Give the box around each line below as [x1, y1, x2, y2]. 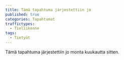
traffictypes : [5, 21, 35, 26]
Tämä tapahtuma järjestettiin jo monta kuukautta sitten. [5, 48, 119, 55]
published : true [5, 12, 39, 17]
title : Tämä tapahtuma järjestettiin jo [5, 7, 92, 12]
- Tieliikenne [10, 26, 39, 31]
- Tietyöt [10, 35, 30, 40]
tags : [5, 30, 17, 35]
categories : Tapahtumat [5, 16, 55, 21]
